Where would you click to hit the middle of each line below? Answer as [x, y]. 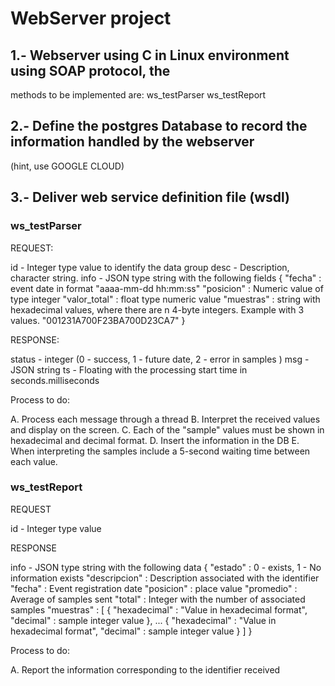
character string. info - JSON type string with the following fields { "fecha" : [166, 278]
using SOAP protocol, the [90, 70]
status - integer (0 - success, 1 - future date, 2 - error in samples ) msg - [160, 359]
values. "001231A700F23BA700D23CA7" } [98, 320]
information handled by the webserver [132, 142]
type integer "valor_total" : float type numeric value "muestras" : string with [165, 299]
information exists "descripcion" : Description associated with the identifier [165, 578]
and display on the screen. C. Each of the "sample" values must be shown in [167, 429]
